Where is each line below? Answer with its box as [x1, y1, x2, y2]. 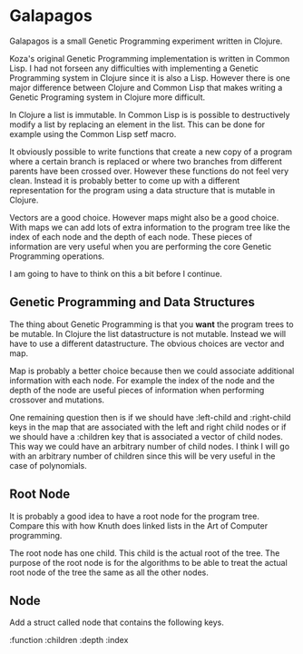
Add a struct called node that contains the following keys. [9, 617, 224, 628]
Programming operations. [9, 251, 105, 262]
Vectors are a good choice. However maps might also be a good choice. [9, 212, 279, 223]
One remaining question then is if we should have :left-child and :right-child [9, 411, 292, 422]
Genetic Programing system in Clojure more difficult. [9, 92, 206, 103]
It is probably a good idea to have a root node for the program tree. [9, 510, 260, 521]
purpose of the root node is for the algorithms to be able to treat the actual [9, 557, 288, 568]
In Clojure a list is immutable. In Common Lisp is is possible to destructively [9, 109, 290, 120]
